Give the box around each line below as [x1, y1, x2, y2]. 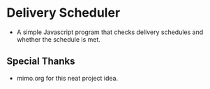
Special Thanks [6, 56, 75, 67]
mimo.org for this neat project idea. [16, 74, 119, 82]
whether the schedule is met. [16, 35, 100, 43]
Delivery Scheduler [6, 5, 121, 21]
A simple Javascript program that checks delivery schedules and [16, 28, 204, 36]
